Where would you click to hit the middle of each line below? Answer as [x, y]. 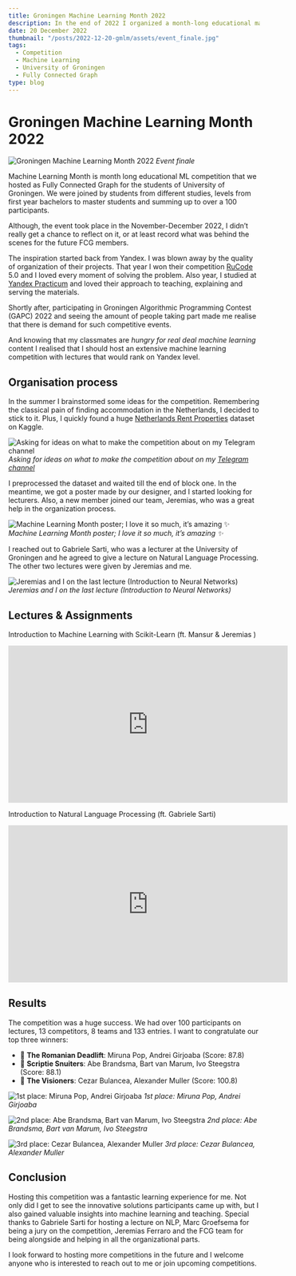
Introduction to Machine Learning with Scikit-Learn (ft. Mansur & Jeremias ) [132, 635]
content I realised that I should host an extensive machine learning [117, 349]
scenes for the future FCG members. [69, 243]
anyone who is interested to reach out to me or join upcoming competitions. [132, 1263]
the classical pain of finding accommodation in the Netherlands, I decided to [134, 410]
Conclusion [37, 1177]
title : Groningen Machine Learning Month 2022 [87, 16]
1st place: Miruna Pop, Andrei [192, 1096]
